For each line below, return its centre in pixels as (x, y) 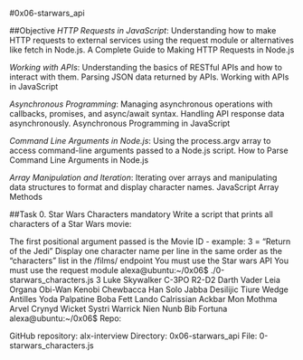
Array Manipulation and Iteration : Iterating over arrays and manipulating (143, 177)
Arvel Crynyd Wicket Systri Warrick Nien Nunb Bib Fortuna (118, 308)
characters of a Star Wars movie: (71, 224)
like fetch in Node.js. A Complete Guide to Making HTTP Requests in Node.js (152, 50)
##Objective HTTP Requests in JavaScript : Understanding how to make (143, 30)
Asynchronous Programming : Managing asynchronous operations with (141, 104)
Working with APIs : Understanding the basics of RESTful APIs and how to (146, 67)
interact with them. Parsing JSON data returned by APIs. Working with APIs (149, 77)
